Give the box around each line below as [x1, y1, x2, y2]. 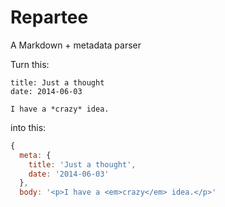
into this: [10, 121, 47, 133]
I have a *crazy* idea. [10, 104, 110, 114]
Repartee [10, 6, 89, 29]
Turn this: [10, 58, 50, 70]
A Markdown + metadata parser [10, 39, 142, 51]
